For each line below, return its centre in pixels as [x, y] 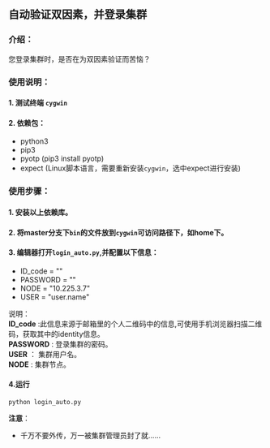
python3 [34, 141]
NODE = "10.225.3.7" [55, 288]
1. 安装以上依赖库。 [41, 212]
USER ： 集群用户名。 [45, 354]
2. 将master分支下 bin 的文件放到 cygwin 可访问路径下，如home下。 [118, 232]
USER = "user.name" [55, 297]
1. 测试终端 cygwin [38, 103]
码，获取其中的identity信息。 [57, 334]
